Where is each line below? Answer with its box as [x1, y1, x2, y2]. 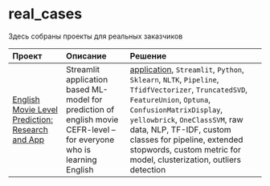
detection [129, 164, 166, 175]
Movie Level [12, 103, 59, 115]
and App [12, 134, 45, 145]
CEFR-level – [65, 123, 117, 135]
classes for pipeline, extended [129, 134, 243, 145]
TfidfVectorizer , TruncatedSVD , [129, 83, 247, 95]
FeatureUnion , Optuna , [129, 94, 211, 105]
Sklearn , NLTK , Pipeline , [129, 74, 219, 85]
